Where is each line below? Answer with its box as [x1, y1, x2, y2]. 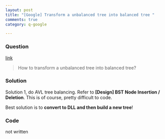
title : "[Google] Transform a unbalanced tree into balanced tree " [5, 12, 155, 17]
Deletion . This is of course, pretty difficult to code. [5, 94, 113, 100]
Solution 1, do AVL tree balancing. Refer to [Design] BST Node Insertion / [5, 89, 160, 95]
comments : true [5, 17, 38, 22]
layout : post [5, 7, 33, 13]
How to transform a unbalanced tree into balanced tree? [17, 64, 137, 71]
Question [5, 43, 29, 50]
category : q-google [5, 21, 47, 27]
